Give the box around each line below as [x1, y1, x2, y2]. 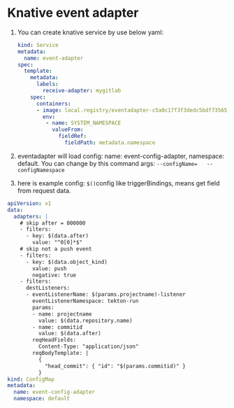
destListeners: [25, 285, 71, 292]
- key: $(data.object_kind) [25, 258, 108, 265]
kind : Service [17, 41, 59, 48]
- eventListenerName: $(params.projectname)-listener [25, 291, 187, 298]
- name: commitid [32, 323, 82, 330]
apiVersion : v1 [7, 199, 52, 207]
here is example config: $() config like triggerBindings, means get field [17, 178, 220, 187]
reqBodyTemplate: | [32, 350, 89, 357]
